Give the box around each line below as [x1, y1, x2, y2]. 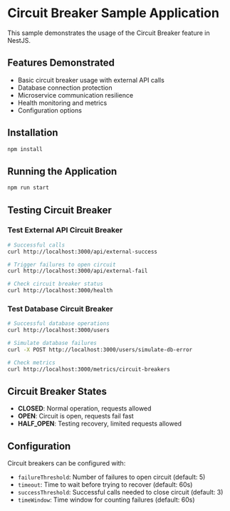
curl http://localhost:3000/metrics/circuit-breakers [7, 366, 171, 373]
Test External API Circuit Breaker [7, 225, 123, 235]
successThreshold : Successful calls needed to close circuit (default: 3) [17, 488, 224, 497]
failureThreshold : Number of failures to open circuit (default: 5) [17, 473, 206, 482]
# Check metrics [7, 358, 56, 366]
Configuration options [17, 105, 82, 115]
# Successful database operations [7, 320, 110, 327]
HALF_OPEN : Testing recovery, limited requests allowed [17, 419, 182, 428]
